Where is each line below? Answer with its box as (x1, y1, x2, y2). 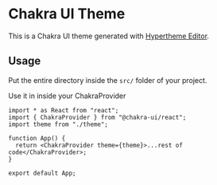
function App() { (8, 134, 66, 142)
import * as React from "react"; (8, 106, 119, 114)
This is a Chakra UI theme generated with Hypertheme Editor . (8, 31, 209, 41)
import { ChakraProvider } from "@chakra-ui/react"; (8, 113, 187, 121)
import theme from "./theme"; (8, 120, 109, 128)
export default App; (8, 169, 77, 177)
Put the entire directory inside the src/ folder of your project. (8, 75, 207, 85)
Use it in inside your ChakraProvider (8, 91, 126, 100)
